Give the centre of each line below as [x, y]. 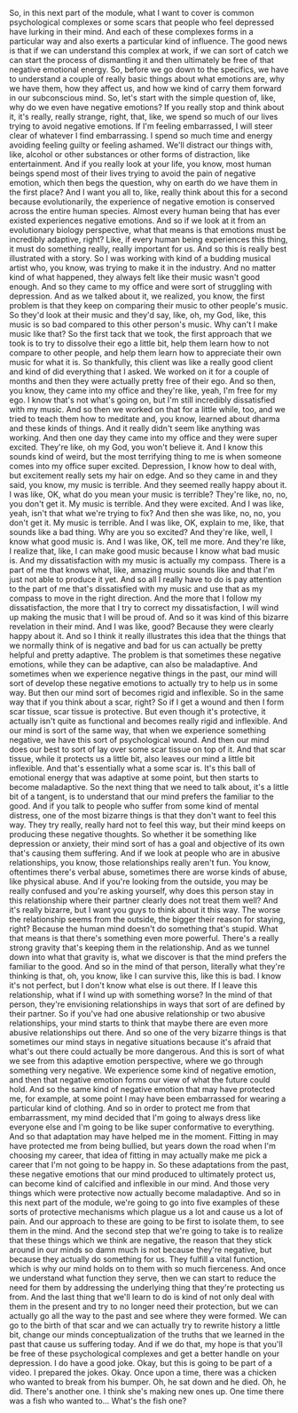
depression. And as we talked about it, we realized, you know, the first [137, 296]
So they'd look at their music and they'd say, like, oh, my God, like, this [138, 315]
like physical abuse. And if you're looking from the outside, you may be [139, 882]
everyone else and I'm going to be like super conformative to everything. [142, 1127]
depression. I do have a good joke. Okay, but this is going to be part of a [141, 1363]
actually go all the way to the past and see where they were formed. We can [148, 1316]
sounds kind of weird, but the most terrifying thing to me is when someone [145, 456]
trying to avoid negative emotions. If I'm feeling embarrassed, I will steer [141, 126]
